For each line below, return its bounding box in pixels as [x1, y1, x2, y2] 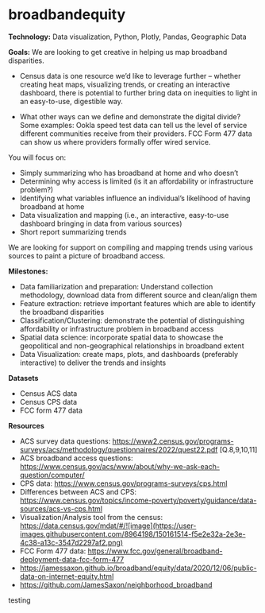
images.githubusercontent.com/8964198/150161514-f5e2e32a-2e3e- [19, 529, 246, 538]
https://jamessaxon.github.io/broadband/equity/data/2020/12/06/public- [19, 563, 257, 572]
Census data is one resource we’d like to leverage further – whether [19, 71, 241, 80]
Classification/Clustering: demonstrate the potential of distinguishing [19, 316, 244, 325]
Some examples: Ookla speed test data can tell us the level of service [19, 120, 248, 130]
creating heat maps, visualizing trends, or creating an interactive [19, 80, 231, 89]
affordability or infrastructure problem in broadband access [19, 324, 214, 333]
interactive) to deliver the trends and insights [19, 358, 167, 367]
